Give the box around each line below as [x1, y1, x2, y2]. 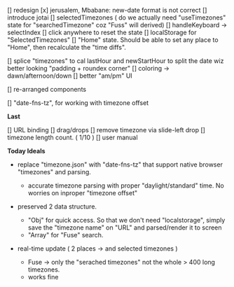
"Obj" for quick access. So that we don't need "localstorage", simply [27, 216, 226, 224]
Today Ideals [7, 147, 46, 155]
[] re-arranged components [7, 85, 86, 93]
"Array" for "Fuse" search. [27, 231, 104, 239]
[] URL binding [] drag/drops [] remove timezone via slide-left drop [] [7, 126, 205, 134]
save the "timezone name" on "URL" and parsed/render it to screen [27, 223, 222, 232]
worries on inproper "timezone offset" [27, 189, 138, 197]
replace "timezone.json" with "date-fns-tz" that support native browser [17, 160, 223, 169]
